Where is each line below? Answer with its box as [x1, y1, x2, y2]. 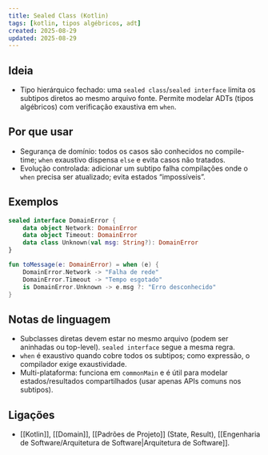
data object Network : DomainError [22, 223, 138, 232]
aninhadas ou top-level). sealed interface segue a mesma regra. [19, 342, 236, 352]
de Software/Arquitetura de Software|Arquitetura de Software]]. [19, 438, 230, 448]
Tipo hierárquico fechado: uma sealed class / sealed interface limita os [19, 85, 256, 95]
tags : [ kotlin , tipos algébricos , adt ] [8, 19, 142, 27]
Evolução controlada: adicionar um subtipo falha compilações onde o [19, 163, 248, 173]
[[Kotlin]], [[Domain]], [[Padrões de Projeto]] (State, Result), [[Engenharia [19, 429, 261, 439]
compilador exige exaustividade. [19, 360, 127, 369]
